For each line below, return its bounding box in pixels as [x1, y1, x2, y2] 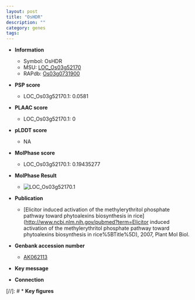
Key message [14, 265, 49, 272]
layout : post [6, 8, 38, 15]
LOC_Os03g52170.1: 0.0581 [23, 93, 89, 100]
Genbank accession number [14, 242, 85, 249]
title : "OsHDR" [6, 14, 43, 20]
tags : [6, 30, 19, 36]
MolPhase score [14, 150, 55, 157]
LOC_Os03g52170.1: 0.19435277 [23, 161, 101, 168]
